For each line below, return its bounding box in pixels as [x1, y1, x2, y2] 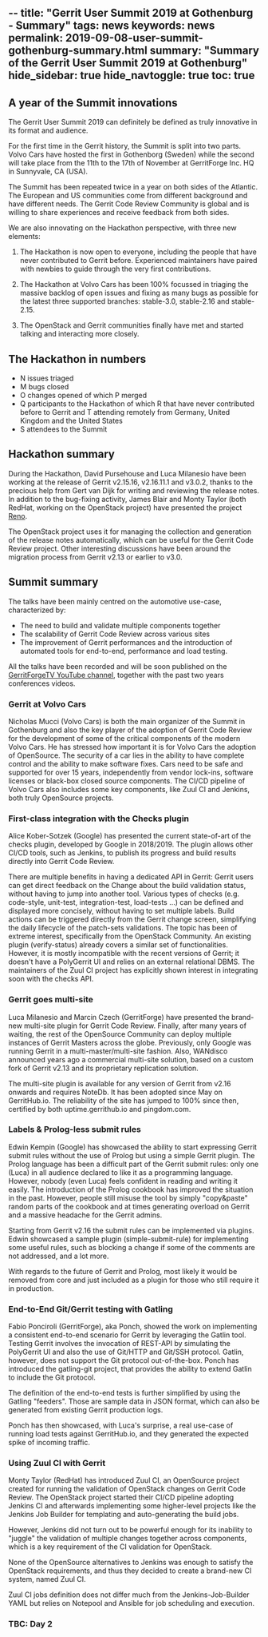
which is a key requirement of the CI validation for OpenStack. [8, 1542, 212, 1551]
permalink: [8, 31, 64, 45]
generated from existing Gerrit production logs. [8, 1405, 164, 1415]
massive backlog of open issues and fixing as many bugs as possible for [19, 288, 258, 298]
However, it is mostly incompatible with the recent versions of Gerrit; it [8, 949, 239, 958]
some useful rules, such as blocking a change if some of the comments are [8, 1242, 255, 1252]
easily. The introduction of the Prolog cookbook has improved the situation [8, 1185, 254, 1194]
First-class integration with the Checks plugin [8, 813, 190, 824]
